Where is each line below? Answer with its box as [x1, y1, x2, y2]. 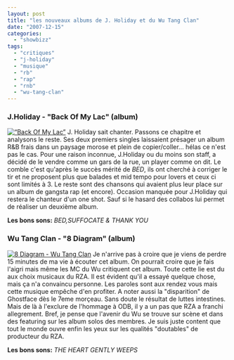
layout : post [7, 10, 46, 18]
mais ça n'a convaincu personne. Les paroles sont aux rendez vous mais [7, 279, 218, 288]
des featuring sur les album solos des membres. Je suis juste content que [7, 317, 221, 326]
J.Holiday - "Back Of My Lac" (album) [7, 112, 138, 122]
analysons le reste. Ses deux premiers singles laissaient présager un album [7, 135, 225, 144]
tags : [7, 43, 23, 50]
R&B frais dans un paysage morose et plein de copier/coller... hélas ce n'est [7, 143, 226, 151]
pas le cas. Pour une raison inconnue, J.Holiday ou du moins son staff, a [7, 150, 216, 159]
